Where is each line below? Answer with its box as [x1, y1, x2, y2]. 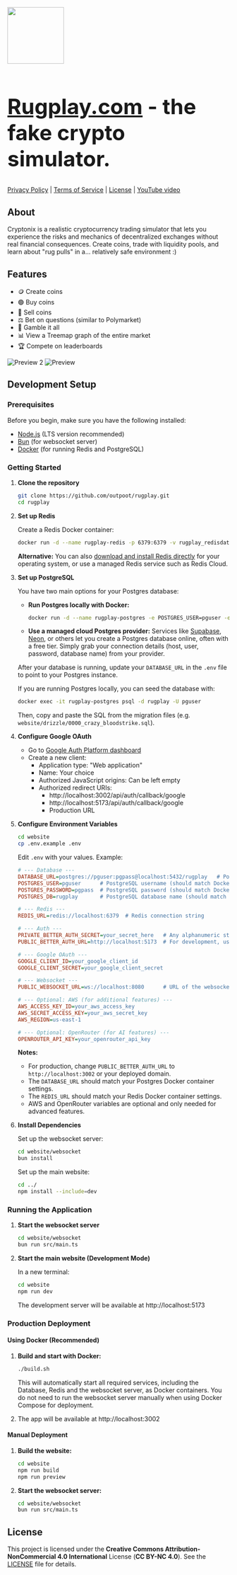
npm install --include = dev [17, 1188, 97, 1195]
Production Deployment [7, 1318, 91, 1328]
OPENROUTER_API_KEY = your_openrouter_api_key [17, 1035, 151, 1042]
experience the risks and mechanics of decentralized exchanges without [7, 232, 219, 241]
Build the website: [17, 1446, 72, 1455]
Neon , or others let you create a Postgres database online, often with [28, 635, 229, 643]
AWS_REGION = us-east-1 [17, 1016, 81, 1023]
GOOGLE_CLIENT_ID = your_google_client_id [17, 957, 138, 965]
